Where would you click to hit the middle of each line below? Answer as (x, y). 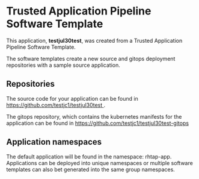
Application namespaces (54, 142)
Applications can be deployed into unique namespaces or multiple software (100, 163)
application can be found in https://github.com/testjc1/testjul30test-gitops (98, 123)
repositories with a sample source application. (63, 65)
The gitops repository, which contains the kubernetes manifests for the (94, 116)
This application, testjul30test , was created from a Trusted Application (94, 40)
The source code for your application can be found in (72, 98)
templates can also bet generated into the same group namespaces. (91, 169)
